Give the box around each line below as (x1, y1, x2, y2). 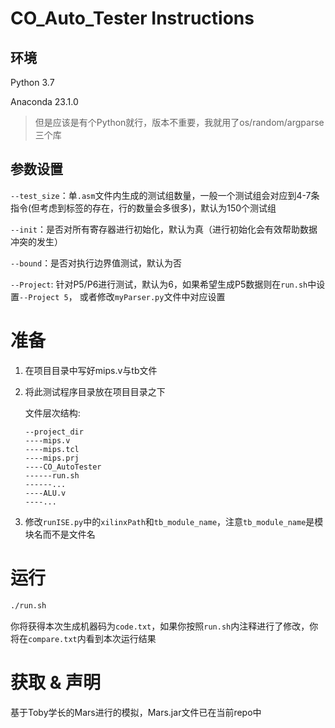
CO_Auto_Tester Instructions (10, 7, 255, 30)
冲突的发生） (10, 235, 63, 247)
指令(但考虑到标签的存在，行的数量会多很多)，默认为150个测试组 (10, 202, 277, 214)
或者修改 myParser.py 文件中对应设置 (79, 290, 226, 302)
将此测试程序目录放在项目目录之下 (24, 385, 166, 397)
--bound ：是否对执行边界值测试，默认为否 (10, 257, 183, 269)
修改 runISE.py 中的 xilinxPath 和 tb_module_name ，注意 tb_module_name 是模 (24, 515, 324, 527)
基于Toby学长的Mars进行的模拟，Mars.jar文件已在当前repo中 (10, 706, 262, 718)
